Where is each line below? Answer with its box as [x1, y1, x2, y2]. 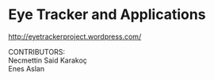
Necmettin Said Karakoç [8, 55, 87, 65]
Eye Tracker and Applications [8, 6, 206, 24]
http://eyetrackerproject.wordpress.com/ [8, 32, 142, 41]
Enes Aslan [8, 63, 45, 73]
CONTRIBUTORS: [8, 47, 66, 56]
